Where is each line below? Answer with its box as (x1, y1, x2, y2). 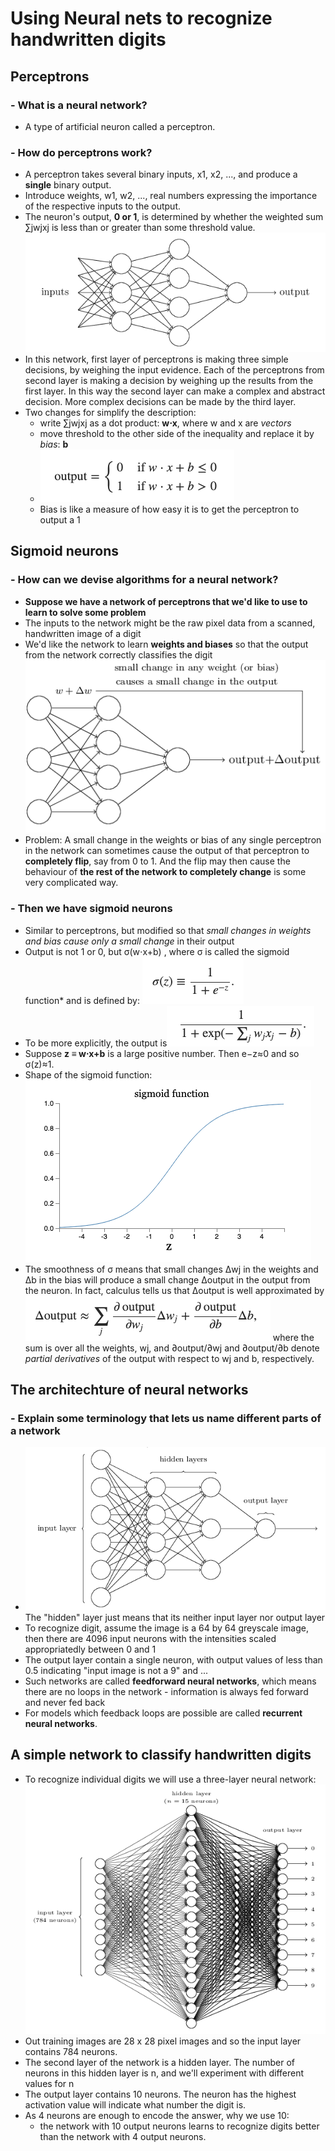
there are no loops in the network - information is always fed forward (24, 1686, 309, 1698)
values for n (24, 2077, 75, 2089)
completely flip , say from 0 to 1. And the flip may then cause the (24, 855, 291, 867)
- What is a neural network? (10, 98, 148, 112)
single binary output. (24, 179, 112, 191)
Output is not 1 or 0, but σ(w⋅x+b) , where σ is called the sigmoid (24, 945, 290, 957)
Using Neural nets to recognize (10, 7, 273, 30)
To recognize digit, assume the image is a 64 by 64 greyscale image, (24, 1622, 309, 1634)
